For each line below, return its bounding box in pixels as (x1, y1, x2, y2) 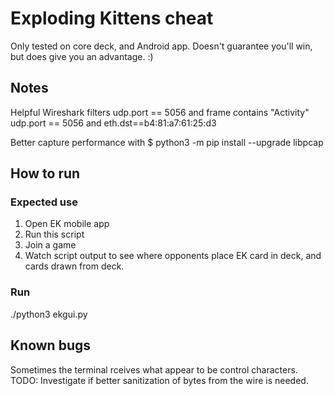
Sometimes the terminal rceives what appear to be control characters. (10, 363, 298, 376)
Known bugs (10, 337, 92, 354)
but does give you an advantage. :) (10, 50, 154, 62)
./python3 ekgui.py (10, 308, 88, 320)
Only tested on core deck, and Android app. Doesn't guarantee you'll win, (10, 40, 313, 52)
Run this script (24, 228, 85, 241)
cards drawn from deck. (24, 260, 125, 272)
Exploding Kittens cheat (10, 7, 214, 30)
